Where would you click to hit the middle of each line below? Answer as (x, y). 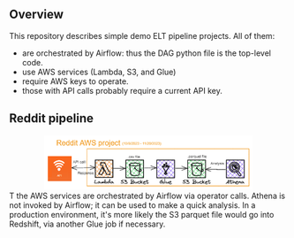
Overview (37, 15)
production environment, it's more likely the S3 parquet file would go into (142, 214)
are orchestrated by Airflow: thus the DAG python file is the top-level (147, 53)
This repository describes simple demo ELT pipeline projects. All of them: (142, 35)
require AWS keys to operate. (75, 81)
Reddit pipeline (52, 119)
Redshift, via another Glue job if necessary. (87, 224)
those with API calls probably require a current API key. (122, 90)
